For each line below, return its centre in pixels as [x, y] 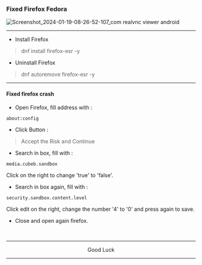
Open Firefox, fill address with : [54, 107]
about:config [23, 118]
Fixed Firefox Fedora [37, 9]
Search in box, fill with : [44, 153]
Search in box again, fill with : [51, 187]
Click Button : [32, 129]
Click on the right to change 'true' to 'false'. [60, 175]
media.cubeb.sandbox [32, 164]
